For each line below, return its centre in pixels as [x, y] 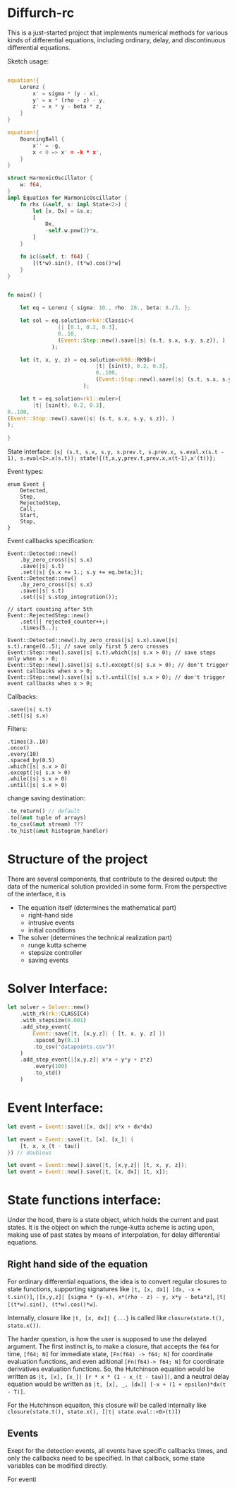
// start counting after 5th [50, 610]
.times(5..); [39, 628]
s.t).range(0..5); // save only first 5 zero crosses [88, 647]
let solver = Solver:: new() [49, 1007]
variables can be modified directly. [57, 1465]
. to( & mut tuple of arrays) [47, 817]
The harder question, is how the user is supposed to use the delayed [107, 1339]
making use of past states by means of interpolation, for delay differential [114, 1235]
